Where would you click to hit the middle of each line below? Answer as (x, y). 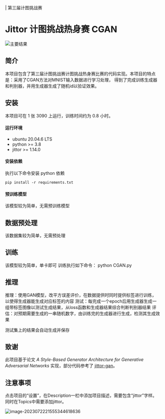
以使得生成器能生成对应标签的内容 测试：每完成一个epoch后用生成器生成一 (81, 301)
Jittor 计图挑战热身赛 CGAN (61, 29)
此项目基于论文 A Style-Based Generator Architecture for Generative (74, 360)
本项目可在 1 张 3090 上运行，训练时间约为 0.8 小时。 (59, 115)
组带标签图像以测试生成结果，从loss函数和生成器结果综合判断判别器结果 (78, 307)
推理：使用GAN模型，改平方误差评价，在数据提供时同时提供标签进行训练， (81, 295)
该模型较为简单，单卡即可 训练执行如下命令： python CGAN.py (69, 265)
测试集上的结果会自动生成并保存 (37, 330)
